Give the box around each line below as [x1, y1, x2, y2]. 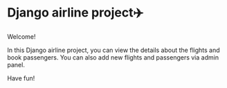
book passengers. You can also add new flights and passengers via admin [7, 53, 219, 62]
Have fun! [7, 73, 35, 82]
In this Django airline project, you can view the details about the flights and [7, 46, 220, 54]
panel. [7, 60, 26, 69]
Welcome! [7, 32, 36, 41]
